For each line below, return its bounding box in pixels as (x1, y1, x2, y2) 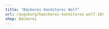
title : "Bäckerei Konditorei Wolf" (5, 7, 80, 12)
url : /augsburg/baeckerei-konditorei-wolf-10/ (5, 12, 104, 17)
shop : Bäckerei (5, 16, 37, 21)
